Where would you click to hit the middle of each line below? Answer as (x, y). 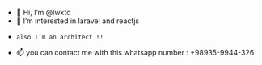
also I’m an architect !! (59, 37)
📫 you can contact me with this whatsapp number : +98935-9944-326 (135, 53)
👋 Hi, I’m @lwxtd (43, 12)
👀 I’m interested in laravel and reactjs (78, 21)
